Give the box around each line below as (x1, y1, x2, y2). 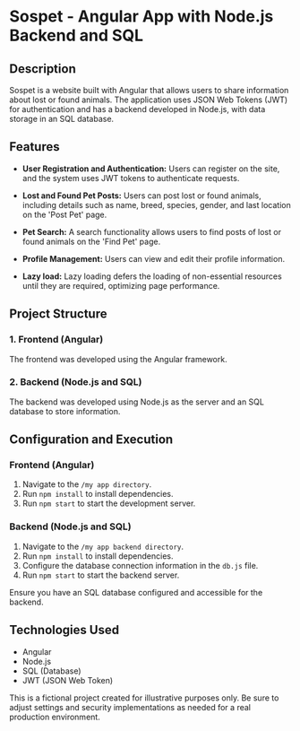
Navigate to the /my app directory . (21, 479, 152, 490)
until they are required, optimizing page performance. (21, 280, 220, 291)
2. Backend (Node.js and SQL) (9, 376, 142, 388)
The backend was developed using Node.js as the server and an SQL (9, 396, 264, 407)
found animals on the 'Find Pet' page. (21, 236, 161, 247)
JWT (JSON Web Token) (21, 674, 114, 685)
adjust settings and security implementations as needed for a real (9, 701, 251, 712)
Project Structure (9, 307, 107, 322)
